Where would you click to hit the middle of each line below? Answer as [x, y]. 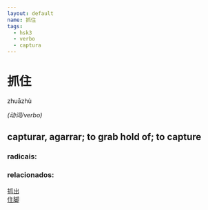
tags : [15, 26]
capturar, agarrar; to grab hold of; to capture [104, 137]
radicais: [22, 156]
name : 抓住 [22, 20]
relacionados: [31, 175]
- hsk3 [23, 33]
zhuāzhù [20, 101]
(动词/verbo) [25, 115]
